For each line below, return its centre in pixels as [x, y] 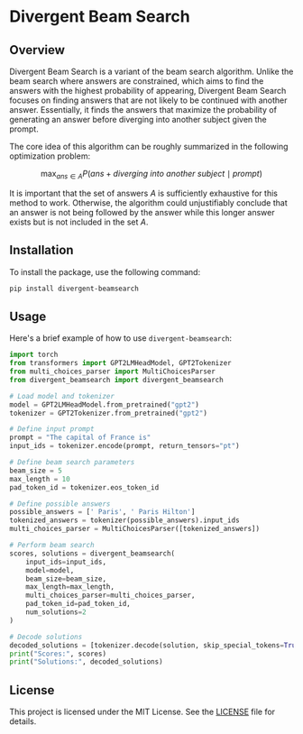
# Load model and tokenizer [62, 396]
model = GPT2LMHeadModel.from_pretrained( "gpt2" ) [105, 404]
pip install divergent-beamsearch [74, 289]
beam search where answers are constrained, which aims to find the [137, 81]
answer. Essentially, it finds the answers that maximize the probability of [143, 110]
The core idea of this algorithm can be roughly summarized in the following [149, 147]
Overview [37, 50]
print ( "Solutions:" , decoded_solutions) [87, 662]
